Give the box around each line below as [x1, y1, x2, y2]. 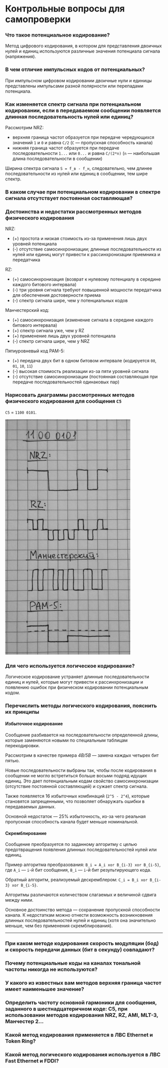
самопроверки [5, 14, 71, 25]
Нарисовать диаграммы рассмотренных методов [5, 391, 135, 398]
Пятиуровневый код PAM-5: [5, 348, 65, 354]
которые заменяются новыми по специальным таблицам [5, 737, 128, 743]
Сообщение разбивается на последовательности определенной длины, [5, 732, 159, 738]
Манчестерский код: [5, 307, 49, 313]
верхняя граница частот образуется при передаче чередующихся [12, 134, 154, 140]
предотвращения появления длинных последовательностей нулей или [5, 846, 157, 852]
